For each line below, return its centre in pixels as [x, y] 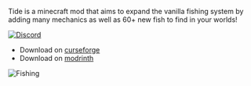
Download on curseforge [60, 50]
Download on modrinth [56, 58]
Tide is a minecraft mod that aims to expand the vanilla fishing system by [126, 11]
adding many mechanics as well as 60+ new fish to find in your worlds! [123, 20]
